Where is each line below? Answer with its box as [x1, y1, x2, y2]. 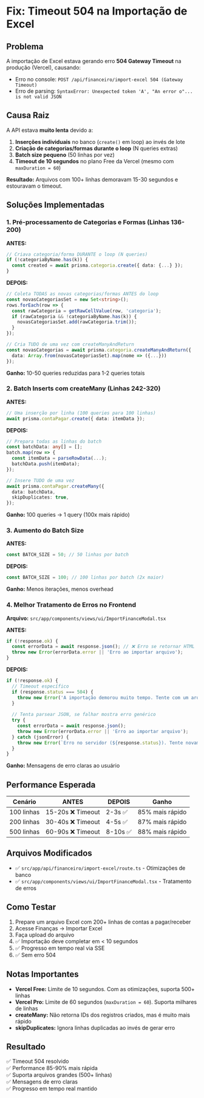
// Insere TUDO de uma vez [6, 477, 75, 483]
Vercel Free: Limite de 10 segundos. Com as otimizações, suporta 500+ [15, 985, 195, 992]
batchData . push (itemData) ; [12, 461, 80, 467]
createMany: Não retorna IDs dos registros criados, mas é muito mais [15, 1011, 190, 1018]
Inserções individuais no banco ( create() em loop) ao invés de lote [15, 138, 185, 145]
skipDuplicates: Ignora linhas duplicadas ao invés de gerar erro [15, 1024, 175, 1031]
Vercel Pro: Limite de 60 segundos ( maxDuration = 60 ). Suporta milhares [15, 998, 197, 1006]
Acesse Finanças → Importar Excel [15, 924, 103, 932]
